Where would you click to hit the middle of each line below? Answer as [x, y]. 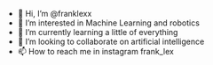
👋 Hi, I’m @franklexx [55, 14]
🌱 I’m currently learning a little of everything [98, 32]
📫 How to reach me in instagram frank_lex [96, 51]
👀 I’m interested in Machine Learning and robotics [108, 23]
